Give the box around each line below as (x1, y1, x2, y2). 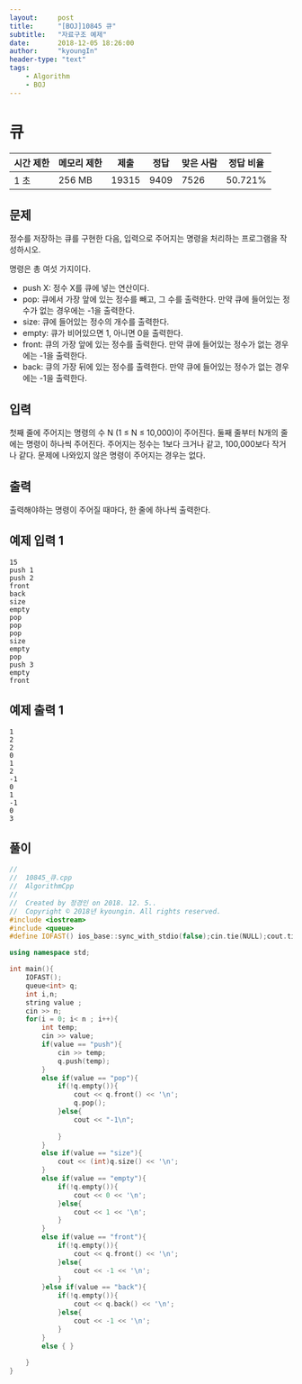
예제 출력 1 (9, 703, 65, 718)
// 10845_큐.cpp (9, 873, 73, 883)
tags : (9, 64, 30, 73)
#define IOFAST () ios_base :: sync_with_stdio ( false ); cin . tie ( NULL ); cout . (9, 932, 288, 942)
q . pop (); (73, 1098, 106, 1108)
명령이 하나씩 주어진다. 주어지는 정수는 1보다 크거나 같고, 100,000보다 (25, 439, 271, 450)
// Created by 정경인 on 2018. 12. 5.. (9, 898, 157, 907)
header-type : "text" (9, 55, 87, 64)
